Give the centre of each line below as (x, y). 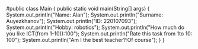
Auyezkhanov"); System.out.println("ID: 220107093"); (72, 21)
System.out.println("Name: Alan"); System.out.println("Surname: (85, 15)
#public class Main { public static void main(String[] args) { (78, 9)
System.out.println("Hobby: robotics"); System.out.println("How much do (95, 27)
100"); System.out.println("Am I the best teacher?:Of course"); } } (85, 40)
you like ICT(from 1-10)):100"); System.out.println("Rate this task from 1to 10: (99, 34)
